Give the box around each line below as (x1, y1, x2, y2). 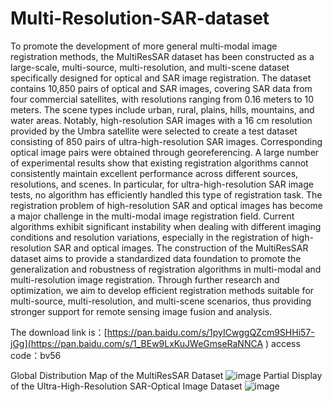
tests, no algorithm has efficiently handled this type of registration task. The (10, 188, 323, 201)
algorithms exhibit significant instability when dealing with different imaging (10, 220, 322, 232)
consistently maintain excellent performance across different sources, (10, 167, 299, 179)
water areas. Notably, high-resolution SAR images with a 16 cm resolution (10, 114, 313, 126)
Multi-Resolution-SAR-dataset (10, 7, 270, 30)
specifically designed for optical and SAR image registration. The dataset (10, 72, 312, 84)
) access (265, 337, 301, 349)
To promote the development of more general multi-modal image (10, 40, 278, 52)
